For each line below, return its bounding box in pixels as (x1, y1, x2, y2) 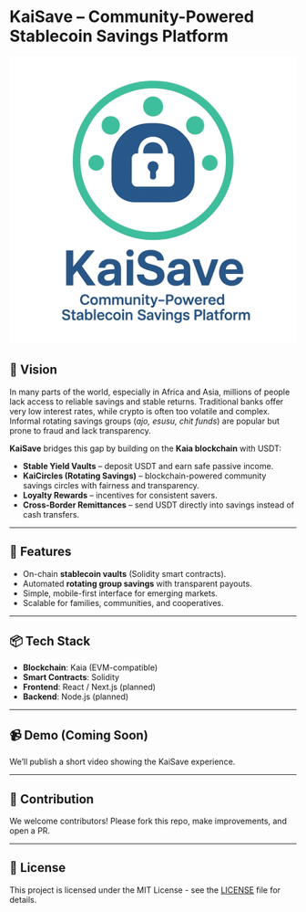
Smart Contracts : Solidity (22, 672, 120, 683)
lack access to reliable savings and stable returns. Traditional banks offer (9, 395, 284, 407)
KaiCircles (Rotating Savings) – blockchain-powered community (22, 470, 267, 481)
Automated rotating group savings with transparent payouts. (22, 578, 252, 589)
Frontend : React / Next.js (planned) (22, 682, 157, 693)
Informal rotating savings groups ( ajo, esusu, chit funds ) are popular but (9, 415, 280, 426)
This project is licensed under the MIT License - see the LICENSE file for (9, 884, 280, 896)
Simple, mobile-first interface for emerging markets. (22, 587, 219, 599)
